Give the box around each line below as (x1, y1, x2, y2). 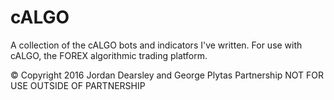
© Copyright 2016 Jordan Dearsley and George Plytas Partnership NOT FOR (10, 69, 325, 81)
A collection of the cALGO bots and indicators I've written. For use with (10, 39, 303, 51)
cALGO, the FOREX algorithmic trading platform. (10, 49, 208, 61)
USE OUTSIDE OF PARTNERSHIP (10, 79, 146, 91)
